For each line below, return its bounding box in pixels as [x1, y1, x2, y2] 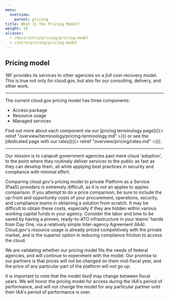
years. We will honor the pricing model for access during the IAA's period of [5, 278, 162, 284]
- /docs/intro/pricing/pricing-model [10, 36, 89, 41]
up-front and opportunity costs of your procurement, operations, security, [5, 194, 158, 200]
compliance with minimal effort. [5, 169, 70, 175]
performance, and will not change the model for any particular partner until [5, 283, 160, 289]
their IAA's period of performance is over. [5, 289, 91, 295]
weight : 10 [5, 26, 28, 31]
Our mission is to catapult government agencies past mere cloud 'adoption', [5, 153, 162, 159]
